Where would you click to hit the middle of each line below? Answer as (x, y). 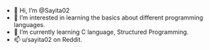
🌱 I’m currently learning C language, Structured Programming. (101, 32)
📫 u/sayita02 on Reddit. (48, 40)
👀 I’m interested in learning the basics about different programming (108, 18)
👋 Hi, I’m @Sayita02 (42, 10)
